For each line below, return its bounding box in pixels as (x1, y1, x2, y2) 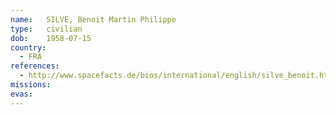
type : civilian (10, 24, 83, 34)
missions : (10, 80, 52, 90)
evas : (10, 89, 33, 99)
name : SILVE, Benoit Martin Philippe (10, 14, 177, 25)
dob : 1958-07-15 (10, 33, 92, 43)
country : (10, 42, 47, 53)
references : (10, 61, 60, 71)
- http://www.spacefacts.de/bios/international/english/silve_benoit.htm (19, 71, 333, 81)
